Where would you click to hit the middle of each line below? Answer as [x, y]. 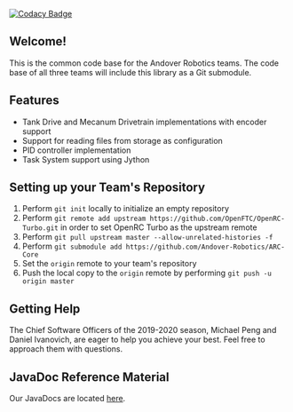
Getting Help [45, 309]
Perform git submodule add [72, 246]
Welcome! [38, 41]
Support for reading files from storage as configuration [123, 140]
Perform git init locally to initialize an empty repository [125, 209]
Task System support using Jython [86, 159]
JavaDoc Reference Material [89, 377]
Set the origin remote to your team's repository [109, 264]
